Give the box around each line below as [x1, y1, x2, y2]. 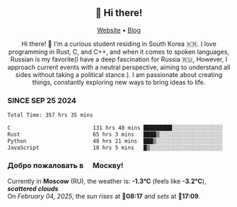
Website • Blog [96, 25, 141, 34]
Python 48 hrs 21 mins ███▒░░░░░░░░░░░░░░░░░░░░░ [7, 137, 223, 145]
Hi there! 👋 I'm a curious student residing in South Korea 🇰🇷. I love [21, 40, 217, 48]
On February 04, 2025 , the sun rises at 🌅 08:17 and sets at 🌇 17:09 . [7, 191, 201, 200]
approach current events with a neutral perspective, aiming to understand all [7, 63, 231, 71]
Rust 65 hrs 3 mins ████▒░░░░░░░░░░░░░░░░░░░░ [7, 131, 223, 138]
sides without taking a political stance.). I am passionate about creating [15, 70, 223, 78]
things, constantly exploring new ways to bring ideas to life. [32, 78, 206, 86]
